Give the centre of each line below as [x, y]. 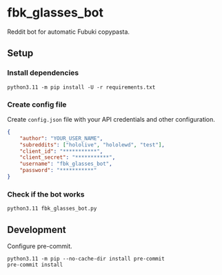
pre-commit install [35, 265]
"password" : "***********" [58, 170]
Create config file [37, 104]
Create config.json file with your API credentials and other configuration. [111, 119]
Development [37, 229]
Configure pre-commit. [40, 246]
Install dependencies [43, 73]
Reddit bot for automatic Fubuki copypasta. [68, 32]
